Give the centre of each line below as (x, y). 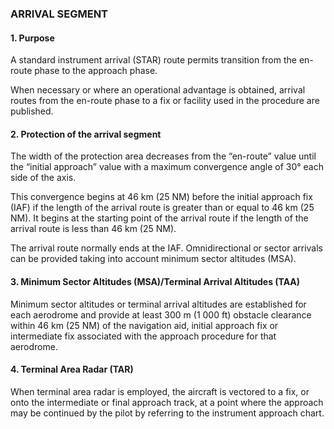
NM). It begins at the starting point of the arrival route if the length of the (159, 218)
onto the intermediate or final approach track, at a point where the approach (167, 402)
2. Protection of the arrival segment (86, 134)
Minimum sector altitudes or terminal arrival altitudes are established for (158, 304)
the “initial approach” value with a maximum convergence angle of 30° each (167, 167)
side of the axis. (43, 178)
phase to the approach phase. (96, 71)
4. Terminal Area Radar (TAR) (72, 369)
